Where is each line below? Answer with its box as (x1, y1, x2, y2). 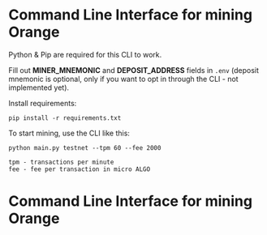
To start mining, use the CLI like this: (8, 128, 130, 138)
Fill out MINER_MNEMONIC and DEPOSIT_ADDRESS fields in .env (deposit (8, 65, 260, 75)
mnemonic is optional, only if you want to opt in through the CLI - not (8, 74, 239, 83)
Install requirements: (8, 98, 77, 108)
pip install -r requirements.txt (8, 113, 122, 122)
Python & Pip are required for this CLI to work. (8, 49, 162, 59)
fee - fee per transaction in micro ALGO (8, 164, 151, 173)
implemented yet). (8, 83, 70, 92)
